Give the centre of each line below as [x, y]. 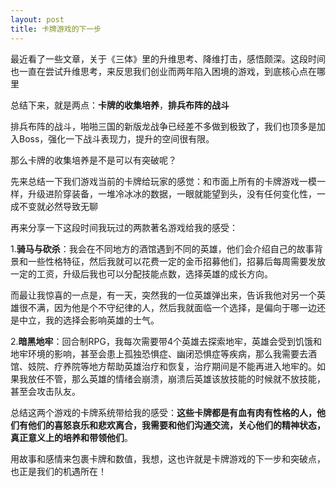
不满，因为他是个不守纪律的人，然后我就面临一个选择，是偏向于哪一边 [172, 307]
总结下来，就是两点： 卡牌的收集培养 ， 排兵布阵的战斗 [120, 105]
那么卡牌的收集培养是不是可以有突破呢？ [93, 160]
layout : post [37, 19]
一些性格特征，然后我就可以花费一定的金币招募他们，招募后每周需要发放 [176, 261]
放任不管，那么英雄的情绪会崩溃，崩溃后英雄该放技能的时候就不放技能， [176, 378]
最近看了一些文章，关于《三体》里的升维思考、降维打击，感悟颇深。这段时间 [168, 58]
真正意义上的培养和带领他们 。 [71, 437]
